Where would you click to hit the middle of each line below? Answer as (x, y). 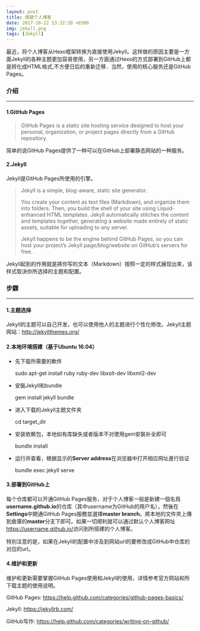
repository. (34, 138)
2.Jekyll (16, 164)
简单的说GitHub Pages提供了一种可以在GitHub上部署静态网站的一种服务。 (97, 150)
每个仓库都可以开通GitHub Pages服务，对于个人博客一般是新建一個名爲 (93, 498)
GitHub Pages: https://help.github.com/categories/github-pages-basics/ (95, 597)
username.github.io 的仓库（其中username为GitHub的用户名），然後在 (93, 506)
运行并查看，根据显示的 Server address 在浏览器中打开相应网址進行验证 (102, 458)
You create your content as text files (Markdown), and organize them (105, 202)
